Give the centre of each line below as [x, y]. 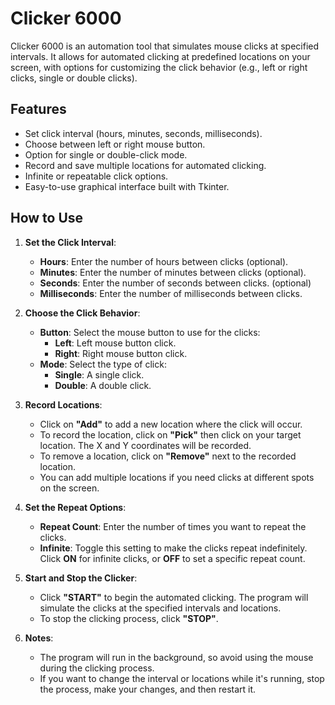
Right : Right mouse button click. [121, 353]
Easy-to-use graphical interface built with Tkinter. [127, 186]
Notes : [39, 638]
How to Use [47, 218]
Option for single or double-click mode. [106, 154]
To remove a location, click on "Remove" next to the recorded [168, 456]
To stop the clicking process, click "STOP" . [129, 618]
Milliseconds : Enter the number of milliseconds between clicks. [171, 293]
